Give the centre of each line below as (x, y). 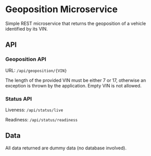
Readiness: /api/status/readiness (42, 119)
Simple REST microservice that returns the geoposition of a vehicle (76, 23)
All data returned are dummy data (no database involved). (66, 148)
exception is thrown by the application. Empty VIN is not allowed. (73, 85)
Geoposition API (26, 59)
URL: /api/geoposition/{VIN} (36, 70)
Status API (19, 99)
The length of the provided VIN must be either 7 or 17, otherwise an (76, 80)
